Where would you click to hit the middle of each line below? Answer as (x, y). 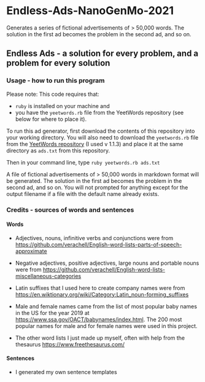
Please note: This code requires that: (53, 94)
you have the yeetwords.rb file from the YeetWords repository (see (99, 112)
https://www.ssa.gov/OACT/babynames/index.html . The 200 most (99, 319)
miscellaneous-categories (48, 276)
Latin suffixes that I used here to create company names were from (100, 288)
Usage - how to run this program (56, 80)
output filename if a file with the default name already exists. (83, 193)
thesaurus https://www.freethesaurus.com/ (70, 344)
